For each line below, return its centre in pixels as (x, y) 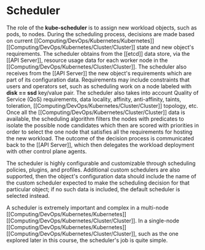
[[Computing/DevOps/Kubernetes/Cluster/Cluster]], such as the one (93, 233)
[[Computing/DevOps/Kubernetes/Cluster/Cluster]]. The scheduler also (97, 66)
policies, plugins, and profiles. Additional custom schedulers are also (93, 170)
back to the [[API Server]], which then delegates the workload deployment (100, 145)
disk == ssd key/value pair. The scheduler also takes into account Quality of (102, 93)
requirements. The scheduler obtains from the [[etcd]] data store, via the (98, 53)
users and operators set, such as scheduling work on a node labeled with (99, 86)
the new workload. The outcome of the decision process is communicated (100, 138)
